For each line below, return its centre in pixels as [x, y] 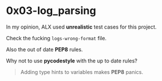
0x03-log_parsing [51, 11]
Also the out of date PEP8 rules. [44, 49]
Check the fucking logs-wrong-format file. [56, 38]
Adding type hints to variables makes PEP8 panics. [82, 72]
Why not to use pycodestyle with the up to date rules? [72, 61]
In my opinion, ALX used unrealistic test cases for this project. [81, 27]
